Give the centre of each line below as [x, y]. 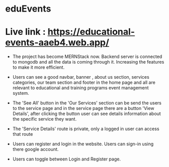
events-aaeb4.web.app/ [57, 43]
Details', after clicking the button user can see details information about [87, 114]
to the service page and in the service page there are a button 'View [83, 108]
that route [23, 134]
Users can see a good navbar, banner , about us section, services [81, 77]
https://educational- [91, 32]
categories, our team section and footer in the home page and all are [84, 82]
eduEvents [28, 9]
